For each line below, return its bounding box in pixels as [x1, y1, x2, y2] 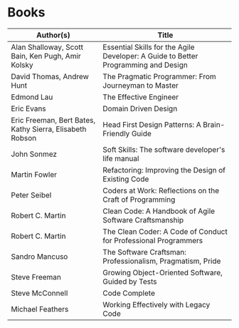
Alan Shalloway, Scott [11, 42, 84, 52]
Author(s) [36, 30, 70, 40]
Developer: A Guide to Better [102, 51, 198, 61]
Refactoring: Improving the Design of [102, 165, 226, 175]
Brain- [202, 119, 225, 129]
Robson [11, 133, 37, 143]
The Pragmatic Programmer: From [102, 71, 217, 81]
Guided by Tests [102, 276, 157, 286]
